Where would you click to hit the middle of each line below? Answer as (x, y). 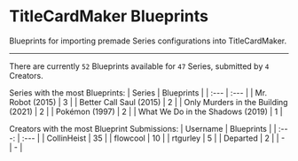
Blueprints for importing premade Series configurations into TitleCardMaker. (148, 41)
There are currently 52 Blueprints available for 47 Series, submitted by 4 (139, 66)
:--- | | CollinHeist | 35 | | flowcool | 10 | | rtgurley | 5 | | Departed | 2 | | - (153, 138)
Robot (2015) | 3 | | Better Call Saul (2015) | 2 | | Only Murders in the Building (149, 102)
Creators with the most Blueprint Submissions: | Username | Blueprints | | (143, 128)
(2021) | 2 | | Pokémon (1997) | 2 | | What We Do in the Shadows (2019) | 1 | (146, 111)
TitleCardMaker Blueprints (109, 16)
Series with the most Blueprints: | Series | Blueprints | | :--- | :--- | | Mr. (138, 92)
